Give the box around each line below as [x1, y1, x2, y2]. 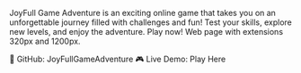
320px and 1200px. [9, 36, 81, 46]
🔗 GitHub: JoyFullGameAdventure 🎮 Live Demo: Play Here [9, 53, 226, 64]
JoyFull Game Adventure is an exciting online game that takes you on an [9, 8, 277, 18]
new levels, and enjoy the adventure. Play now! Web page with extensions [9, 27, 284, 36]
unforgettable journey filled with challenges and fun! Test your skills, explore [9, 17, 292, 28]
